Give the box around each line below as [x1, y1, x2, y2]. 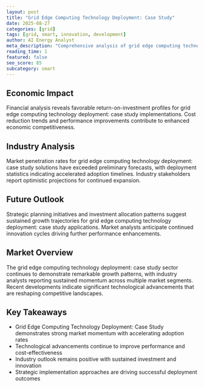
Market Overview [6, 248, 73, 258]
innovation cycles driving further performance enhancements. [6, 229, 162, 237]
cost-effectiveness [15, 349, 63, 357]
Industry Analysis [6, 141, 75, 152]
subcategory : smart [6, 65, 56, 72]
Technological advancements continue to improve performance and [15, 343, 185, 350]
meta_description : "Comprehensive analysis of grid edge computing [6, 43, 181, 49]
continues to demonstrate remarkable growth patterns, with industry [6, 270, 177, 277]
